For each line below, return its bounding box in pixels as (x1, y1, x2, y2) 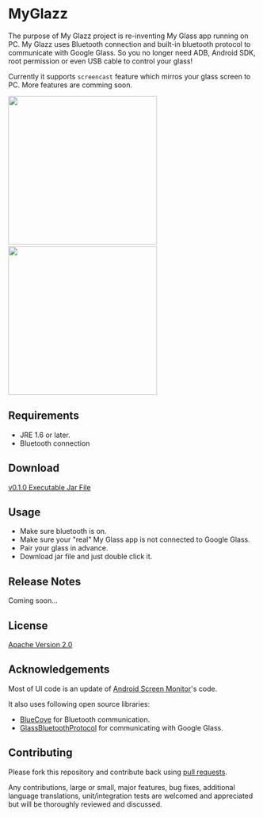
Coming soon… (8, 596, 58, 605)
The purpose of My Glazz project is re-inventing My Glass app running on (8, 31, 249, 40)
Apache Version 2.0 (8, 640, 73, 649)
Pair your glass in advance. (19, 543, 109, 553)
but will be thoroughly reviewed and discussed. (8, 799, 162, 809)
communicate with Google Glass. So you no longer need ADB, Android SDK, (8, 48, 256, 57)
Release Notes (8, 574, 82, 588)
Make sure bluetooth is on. (19, 527, 107, 536)
